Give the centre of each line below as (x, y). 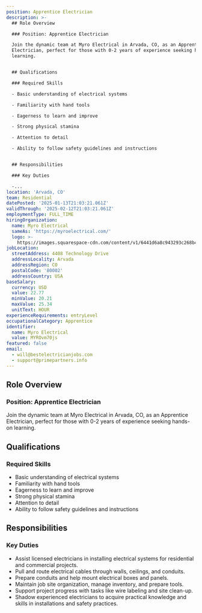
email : (14, 349)
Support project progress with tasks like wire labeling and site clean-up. (104, 590)
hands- (181, 421)
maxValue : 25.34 (32, 304)
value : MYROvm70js (35, 338)
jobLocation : (23, 248)
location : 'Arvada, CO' (36, 192)
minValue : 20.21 (32, 299)
